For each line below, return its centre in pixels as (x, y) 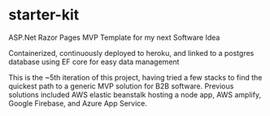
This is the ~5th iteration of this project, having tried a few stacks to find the (135, 77)
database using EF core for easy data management (94, 62)
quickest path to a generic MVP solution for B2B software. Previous (121, 86)
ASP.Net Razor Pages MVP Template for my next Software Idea (114, 37)
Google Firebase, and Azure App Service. (78, 103)
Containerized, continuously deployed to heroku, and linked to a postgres (131, 53)
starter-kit (44, 15)
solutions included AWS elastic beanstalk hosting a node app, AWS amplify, (135, 94)
